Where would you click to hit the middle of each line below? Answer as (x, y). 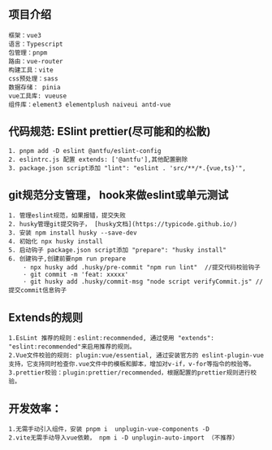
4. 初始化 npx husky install (56, 242)
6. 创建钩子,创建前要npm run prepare (67, 259)
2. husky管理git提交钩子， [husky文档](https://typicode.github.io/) (123, 225)
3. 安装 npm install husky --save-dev (73, 233)
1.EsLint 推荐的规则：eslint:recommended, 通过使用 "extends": (112, 339)
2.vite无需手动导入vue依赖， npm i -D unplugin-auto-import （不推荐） (123, 438)
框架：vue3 (25, 35)
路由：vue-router (36, 61)
